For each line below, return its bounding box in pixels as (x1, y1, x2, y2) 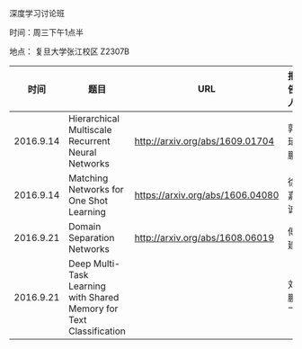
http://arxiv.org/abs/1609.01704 (134, 135, 275, 147)
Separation (68, 232, 115, 244)
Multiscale (68, 124, 112, 136)
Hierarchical (68, 112, 120, 124)
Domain (68, 220, 102, 232)
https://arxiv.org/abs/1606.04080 (134, 189, 280, 201)
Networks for (68, 183, 124, 195)
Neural (68, 147, 97, 158)
